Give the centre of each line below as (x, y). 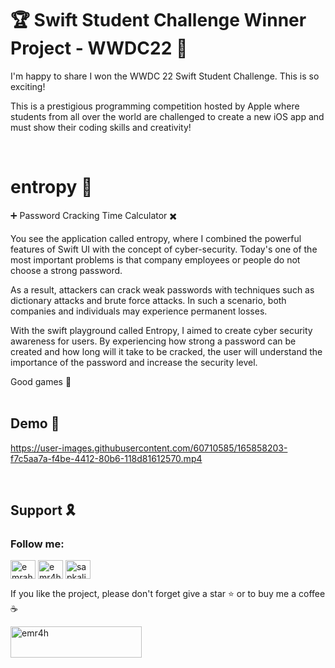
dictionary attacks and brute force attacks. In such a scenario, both (148, 300)
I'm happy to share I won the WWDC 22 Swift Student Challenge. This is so (165, 76)
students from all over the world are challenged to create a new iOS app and (167, 116)
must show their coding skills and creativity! (101, 127)
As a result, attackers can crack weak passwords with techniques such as (162, 289)
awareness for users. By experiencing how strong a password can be (153, 341)
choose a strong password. (66, 270)
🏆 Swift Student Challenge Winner (158, 20)
